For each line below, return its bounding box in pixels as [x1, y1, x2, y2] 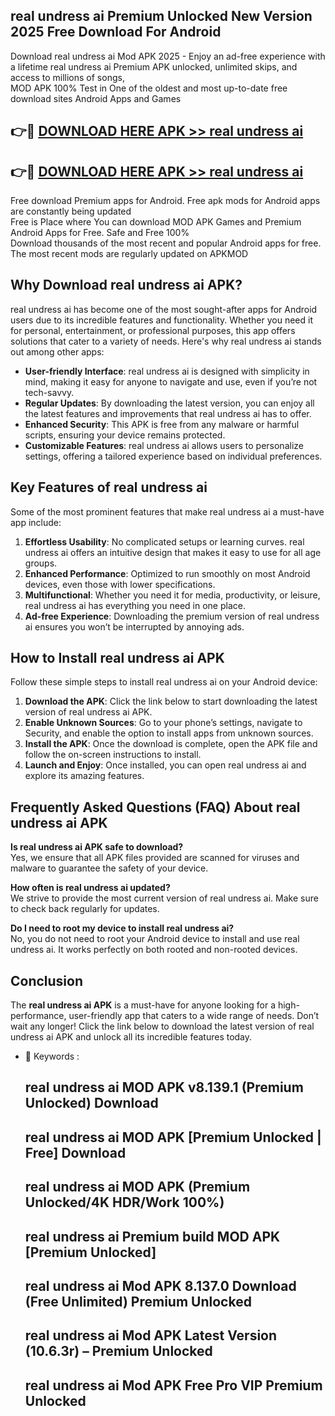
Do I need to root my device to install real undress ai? [10, 922, 235, 934]
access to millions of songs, [10, 71, 125, 83]
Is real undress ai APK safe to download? [10, 841, 184, 853]
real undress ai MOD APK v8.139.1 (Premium [24, 1079, 304, 1096]
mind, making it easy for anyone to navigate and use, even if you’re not [24, 375, 318, 388]
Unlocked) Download [24, 1095, 159, 1112]
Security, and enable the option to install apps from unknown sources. [24, 727, 314, 739]
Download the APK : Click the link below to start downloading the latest [24, 695, 318, 708]
